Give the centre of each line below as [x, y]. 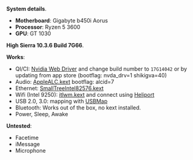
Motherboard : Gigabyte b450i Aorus [61, 20]
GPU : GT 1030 [33, 33]
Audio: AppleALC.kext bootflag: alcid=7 [65, 82]
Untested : [19, 126]
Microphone [30, 151]
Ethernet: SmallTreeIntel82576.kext [59, 88]
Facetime [27, 137]
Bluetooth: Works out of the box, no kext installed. [78, 108]
